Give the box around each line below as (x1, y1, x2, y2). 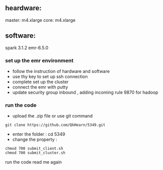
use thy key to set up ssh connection (12, 73, 88, 79)
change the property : (12, 136, 57, 143)
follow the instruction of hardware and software (12, 68, 110, 74)
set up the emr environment (5, 57, 74, 64)
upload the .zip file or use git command (12, 113, 93, 119)
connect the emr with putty (12, 84, 68, 90)
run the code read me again (5, 159, 62, 165)
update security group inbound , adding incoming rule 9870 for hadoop (12, 89, 159, 95)
